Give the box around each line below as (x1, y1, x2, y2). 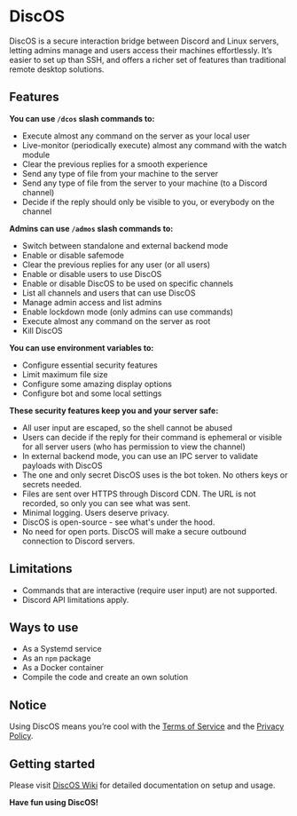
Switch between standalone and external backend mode (21, 240, 229, 250)
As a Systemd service (21, 644, 102, 654)
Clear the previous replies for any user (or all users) (21, 259, 211, 270)
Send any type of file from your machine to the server (21, 168, 219, 178)
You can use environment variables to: (9, 342, 154, 353)
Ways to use (9, 620, 79, 635)
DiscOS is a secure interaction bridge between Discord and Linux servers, (9, 36, 279, 46)
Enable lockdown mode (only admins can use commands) (21, 306, 233, 317)
